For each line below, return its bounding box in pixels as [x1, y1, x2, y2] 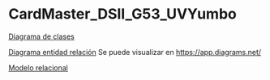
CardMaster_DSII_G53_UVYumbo [8, 5, 237, 23]
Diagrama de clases [8, 32, 75, 41]
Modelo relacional [8, 62, 69, 73]
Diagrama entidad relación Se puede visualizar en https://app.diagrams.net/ [8, 47, 262, 57]
